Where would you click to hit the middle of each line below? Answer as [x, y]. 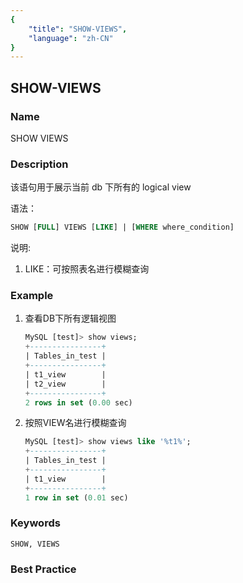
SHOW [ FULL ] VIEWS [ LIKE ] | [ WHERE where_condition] [122, 227]
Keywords [35, 523]
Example [32, 296]
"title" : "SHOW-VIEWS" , [78, 29]
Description [39, 164]
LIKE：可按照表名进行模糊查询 [87, 269]
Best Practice [43, 569]
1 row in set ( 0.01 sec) [76, 497]
